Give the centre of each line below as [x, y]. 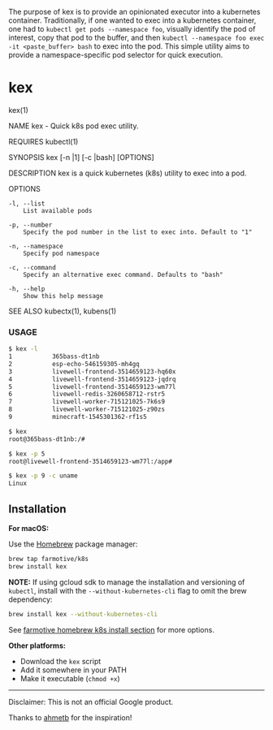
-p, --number [30, 225]
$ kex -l [23, 349]
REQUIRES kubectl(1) [43, 141]
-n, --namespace [36, 246]
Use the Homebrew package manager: [73, 544]
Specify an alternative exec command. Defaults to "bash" [123, 274]
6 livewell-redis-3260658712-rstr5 [87, 394]
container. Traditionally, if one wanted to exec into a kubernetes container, [132, 20]
